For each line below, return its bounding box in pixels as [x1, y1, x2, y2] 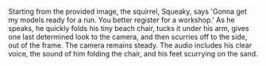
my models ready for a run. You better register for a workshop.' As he [8, 15, 236, 25]
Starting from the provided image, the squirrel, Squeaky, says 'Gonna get [8, 7, 248, 16]
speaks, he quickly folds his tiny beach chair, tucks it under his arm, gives [8, 24, 249, 33]
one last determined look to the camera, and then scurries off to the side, [8, 32, 248, 41]
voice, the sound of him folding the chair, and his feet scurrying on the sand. [8, 49, 258, 58]
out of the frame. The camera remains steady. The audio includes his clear [8, 41, 253, 50]
